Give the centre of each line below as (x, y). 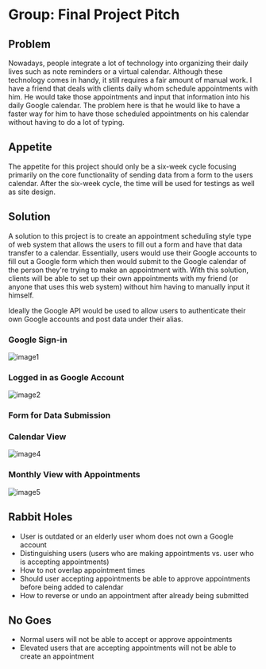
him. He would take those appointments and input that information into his (129, 97)
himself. (21, 295)
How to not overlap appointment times (82, 570)
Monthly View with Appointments (74, 475)
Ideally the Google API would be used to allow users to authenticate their (127, 310)
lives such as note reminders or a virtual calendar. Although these (116, 72)
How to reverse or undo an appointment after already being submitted (134, 595)
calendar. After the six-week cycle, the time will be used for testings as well (132, 183)
